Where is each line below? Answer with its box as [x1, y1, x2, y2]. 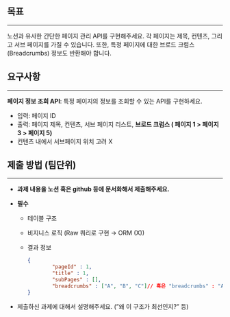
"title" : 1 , [51, 270, 89, 277]
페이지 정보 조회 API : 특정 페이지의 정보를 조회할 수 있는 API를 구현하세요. [7, 97, 203, 105]
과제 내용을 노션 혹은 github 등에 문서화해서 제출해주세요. [16, 185, 170, 193]
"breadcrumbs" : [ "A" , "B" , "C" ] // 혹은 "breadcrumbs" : [51, 283, 215, 290]
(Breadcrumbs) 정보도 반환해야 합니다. [7, 49, 112, 57]
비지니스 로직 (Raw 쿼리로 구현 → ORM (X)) [27, 228, 145, 237]
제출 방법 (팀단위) [7, 159, 77, 171]
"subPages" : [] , [51, 277, 101, 283]
